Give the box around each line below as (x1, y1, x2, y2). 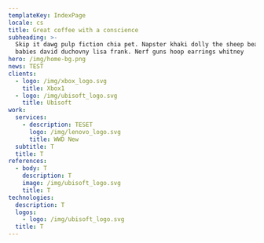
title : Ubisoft (22, 99, 72, 107)
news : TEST (8, 63, 44, 71)
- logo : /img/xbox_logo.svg (15, 77, 108, 85)
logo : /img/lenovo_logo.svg (28, 128, 122, 136)
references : (8, 158, 47, 165)
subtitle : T (15, 143, 55, 151)
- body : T (15, 165, 47, 172)
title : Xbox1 (22, 84, 65, 92)
